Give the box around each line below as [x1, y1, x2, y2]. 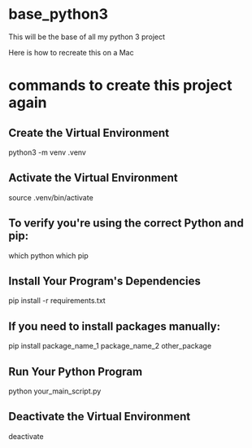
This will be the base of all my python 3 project [8, 32, 165, 42]
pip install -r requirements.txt [8, 296, 106, 305]
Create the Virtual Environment [8, 125, 169, 139]
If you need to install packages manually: [8, 319, 221, 333]
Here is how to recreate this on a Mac [8, 47, 134, 57]
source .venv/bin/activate [8, 192, 93, 202]
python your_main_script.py [8, 386, 102, 396]
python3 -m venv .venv [8, 147, 87, 157]
